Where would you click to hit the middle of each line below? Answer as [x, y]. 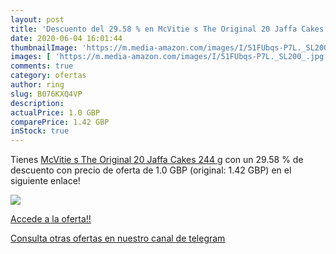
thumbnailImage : [44, 47]
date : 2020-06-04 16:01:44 [66, 38]
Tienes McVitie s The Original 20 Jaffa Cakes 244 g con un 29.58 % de [157, 160]
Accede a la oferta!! [51, 219]
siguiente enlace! [45, 181]
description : [37, 103]
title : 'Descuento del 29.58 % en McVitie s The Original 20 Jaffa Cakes [167, 29]
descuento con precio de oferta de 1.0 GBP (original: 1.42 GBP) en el [151, 170]
